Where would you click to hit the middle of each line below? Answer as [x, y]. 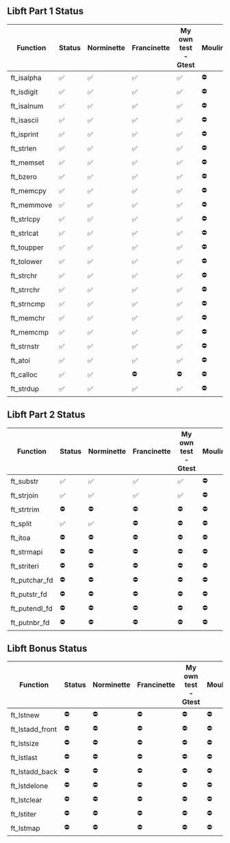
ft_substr [25, 481]
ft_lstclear [26, 800]
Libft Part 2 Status [46, 415]
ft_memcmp [30, 332]
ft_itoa [21, 538]
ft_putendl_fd [31, 609]
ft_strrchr [25, 290]
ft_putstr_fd [29, 594]
